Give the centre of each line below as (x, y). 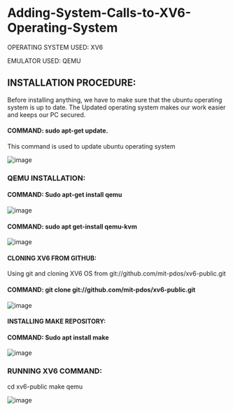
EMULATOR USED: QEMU (44, 60)
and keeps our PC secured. (47, 114)
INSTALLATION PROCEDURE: (72, 83)
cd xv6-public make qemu (45, 386)
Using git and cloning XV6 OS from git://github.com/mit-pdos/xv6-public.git (116, 274)
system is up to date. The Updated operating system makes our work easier (116, 107)
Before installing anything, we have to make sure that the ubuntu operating (115, 100)
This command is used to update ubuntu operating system (91, 146)
